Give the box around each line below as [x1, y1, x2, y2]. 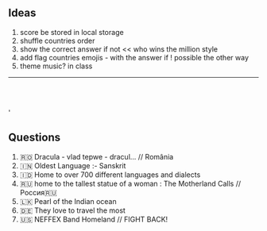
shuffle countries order [19, 36, 95, 45]
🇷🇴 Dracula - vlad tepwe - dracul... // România [19, 152, 174, 161]
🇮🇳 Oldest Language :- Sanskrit [19, 160, 126, 170]
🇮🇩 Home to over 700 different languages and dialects [19, 170, 201, 179]
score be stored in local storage [19, 27, 125, 37]
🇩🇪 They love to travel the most [19, 206, 126, 215]
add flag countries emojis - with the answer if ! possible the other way [19, 52, 249, 62]
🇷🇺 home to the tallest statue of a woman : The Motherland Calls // [19, 179, 242, 188]
